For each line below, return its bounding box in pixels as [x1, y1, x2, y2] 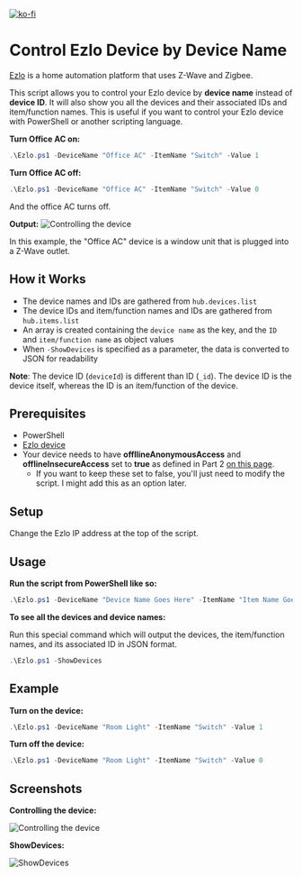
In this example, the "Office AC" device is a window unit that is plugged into [9, 235, 289, 247]
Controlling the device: [9, 805, 97, 816]
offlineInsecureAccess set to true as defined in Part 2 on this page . [22, 459, 275, 470]
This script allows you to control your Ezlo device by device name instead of [9, 87, 293, 98]
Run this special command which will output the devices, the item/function [9, 629, 285, 640]
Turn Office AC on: [9, 133, 81, 144]
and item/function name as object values [22, 333, 174, 344]
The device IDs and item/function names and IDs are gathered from [22, 305, 272, 315]
